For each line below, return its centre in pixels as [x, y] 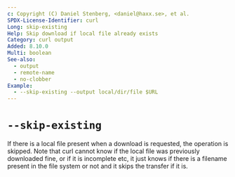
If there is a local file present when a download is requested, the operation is [118, 144]
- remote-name [34, 72]
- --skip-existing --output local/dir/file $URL [86, 92]
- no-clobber [33, 79]
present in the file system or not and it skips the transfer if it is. [98, 166]
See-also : [22, 60]
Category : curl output [40, 40]
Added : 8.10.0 [28, 46]
